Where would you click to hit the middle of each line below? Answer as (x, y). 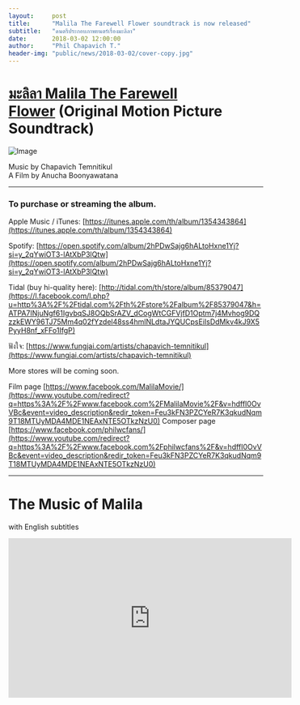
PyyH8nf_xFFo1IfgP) (42, 331)
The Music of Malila (76, 504)
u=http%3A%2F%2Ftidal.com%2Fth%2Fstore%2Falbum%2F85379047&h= (135, 305)
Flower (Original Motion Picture (115, 111)
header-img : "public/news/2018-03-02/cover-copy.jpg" (101, 53)
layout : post (38, 16)
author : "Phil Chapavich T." (65, 46)
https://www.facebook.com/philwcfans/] (78, 429)
